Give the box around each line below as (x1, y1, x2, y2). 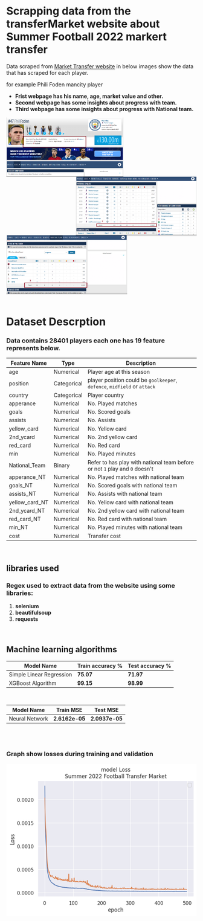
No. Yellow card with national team (87, 498, 174, 505)
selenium (14, 602, 39, 609)
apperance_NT (8, 473, 47, 481)
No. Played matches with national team (87, 473, 184, 481)
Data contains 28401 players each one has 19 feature (6, 336, 165, 345)
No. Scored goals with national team (87, 482, 178, 489)
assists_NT (8, 490, 36, 498)
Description (126, 359, 156, 367)
